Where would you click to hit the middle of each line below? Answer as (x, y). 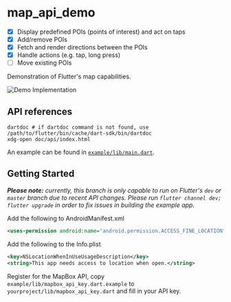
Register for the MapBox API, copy (56, 276)
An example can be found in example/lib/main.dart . (81, 152)
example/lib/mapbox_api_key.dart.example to (71, 283)
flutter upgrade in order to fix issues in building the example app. (101, 205)
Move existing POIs (44, 63)
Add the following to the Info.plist (54, 244)
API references (40, 111)
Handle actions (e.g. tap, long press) (69, 55)
